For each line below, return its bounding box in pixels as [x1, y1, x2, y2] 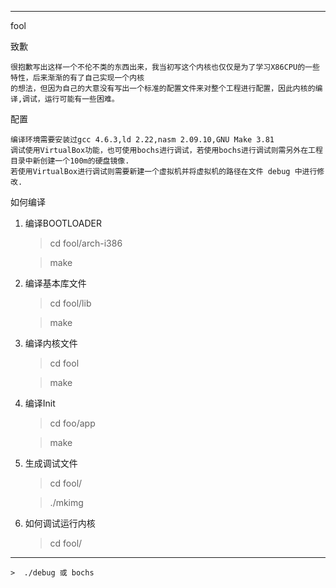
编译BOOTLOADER [24, 217, 102, 229]
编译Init [24, 397, 56, 409]
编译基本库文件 [24, 277, 87, 289]
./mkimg [49, 497, 84, 508]
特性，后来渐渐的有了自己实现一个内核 [10, 73, 145, 83]
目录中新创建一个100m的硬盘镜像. [10, 156, 130, 166]
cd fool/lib [49, 297, 92, 309]
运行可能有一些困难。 [44, 94, 120, 104]
